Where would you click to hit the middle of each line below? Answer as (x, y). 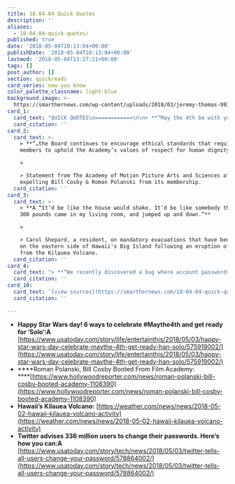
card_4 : (19, 266)
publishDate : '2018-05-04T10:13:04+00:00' (70, 53)
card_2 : (19, 131)
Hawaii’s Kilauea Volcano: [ (58, 406)
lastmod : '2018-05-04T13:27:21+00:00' (64, 59)
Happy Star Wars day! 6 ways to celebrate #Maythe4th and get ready (120, 324)
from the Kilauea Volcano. (59, 252)
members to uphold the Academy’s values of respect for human (112, 150)
